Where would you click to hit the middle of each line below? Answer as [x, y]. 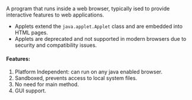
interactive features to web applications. [55, 15]
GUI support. [30, 91]
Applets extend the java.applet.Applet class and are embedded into [98, 26]
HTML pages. [31, 33]
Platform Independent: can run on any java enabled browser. [89, 72]
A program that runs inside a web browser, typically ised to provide [88, 9]
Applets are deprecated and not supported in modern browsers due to [100, 39]
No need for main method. [47, 85]
